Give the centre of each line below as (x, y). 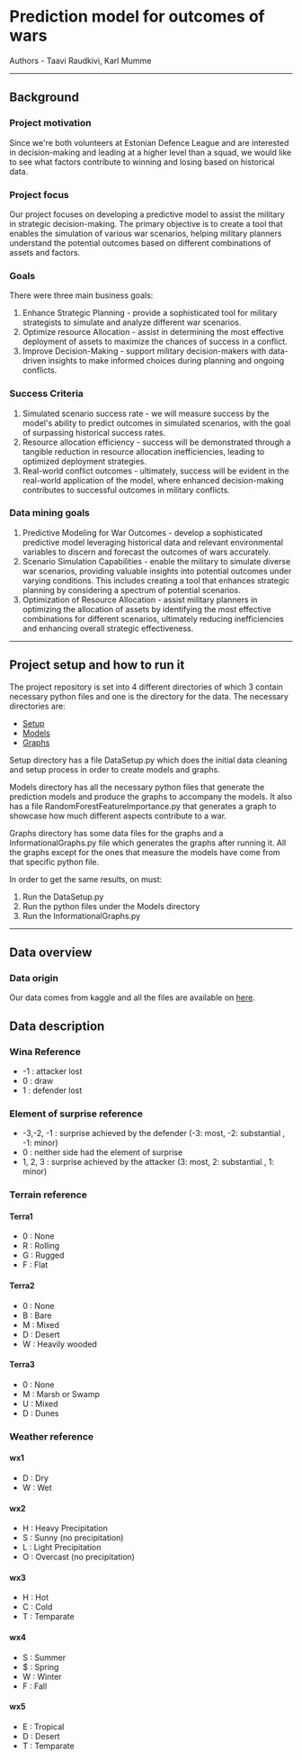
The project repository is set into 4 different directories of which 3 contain (146, 687)
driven (34, 361)
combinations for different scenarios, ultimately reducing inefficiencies (153, 618)
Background (44, 98)
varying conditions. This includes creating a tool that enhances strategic (156, 580)
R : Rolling (41, 1246)
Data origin (34, 978)
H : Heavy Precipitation (65, 1529)
